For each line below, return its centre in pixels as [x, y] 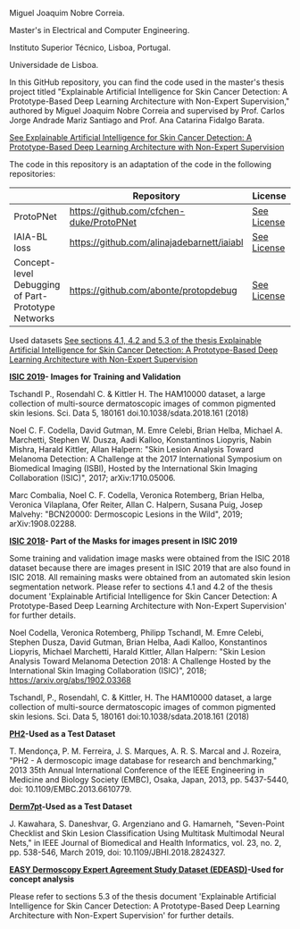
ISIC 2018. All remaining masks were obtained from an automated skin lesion [150, 577]
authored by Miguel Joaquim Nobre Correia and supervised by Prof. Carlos [147, 110]
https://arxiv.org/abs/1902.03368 [71, 680]
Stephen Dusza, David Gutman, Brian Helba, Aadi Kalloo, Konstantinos [138, 642]
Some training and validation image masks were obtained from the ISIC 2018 [150, 558]
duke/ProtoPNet [103, 222]
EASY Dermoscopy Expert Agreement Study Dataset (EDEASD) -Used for [146, 870]
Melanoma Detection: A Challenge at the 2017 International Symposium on [146, 459]
